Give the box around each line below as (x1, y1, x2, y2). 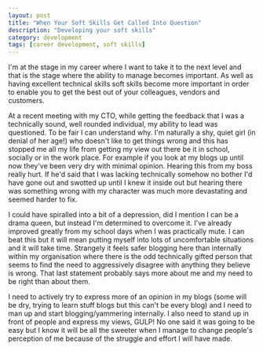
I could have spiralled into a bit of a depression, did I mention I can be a (8, 210, 239, 220)
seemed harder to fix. (8, 194, 78, 205)
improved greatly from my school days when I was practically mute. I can (8, 227, 245, 236)
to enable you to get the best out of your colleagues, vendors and (8, 87, 221, 97)
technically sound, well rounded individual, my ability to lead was (8, 120, 218, 129)
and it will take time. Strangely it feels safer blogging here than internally (8, 243, 242, 253)
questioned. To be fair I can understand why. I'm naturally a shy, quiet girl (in (8, 127, 256, 138)
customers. (8, 96, 45, 105)
